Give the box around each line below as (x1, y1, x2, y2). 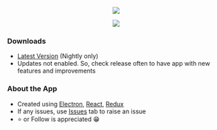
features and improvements (17, 66, 96, 75)
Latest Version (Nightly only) (17, 52, 99, 60)
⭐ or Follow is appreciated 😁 (17, 115, 100, 123)
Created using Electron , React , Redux (17, 100, 124, 108)
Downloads (7, 36, 46, 46)
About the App (7, 84, 57, 93)
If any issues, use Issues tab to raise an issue (17, 107, 147, 115)
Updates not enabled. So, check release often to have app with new (17, 59, 211, 68)
